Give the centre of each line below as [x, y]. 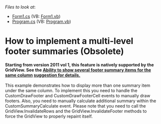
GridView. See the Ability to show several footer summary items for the [78, 70]
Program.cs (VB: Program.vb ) [41, 22]
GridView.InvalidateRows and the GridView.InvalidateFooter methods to [76, 111]
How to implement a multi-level [69, 41]
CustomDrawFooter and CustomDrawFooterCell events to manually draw [78, 95]
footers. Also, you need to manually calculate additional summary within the [81, 101]
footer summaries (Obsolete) [64, 52]
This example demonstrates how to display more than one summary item [78, 85]
